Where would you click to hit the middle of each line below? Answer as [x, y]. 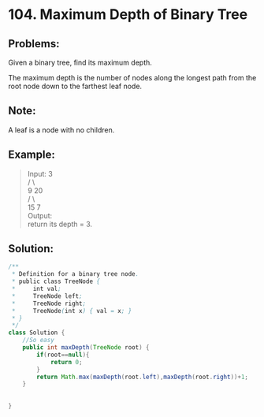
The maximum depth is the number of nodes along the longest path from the [132, 78]
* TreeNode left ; [47, 296]
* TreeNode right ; [49, 303]
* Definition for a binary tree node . [75, 274]
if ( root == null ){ [63, 355]
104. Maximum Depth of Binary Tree [128, 15]
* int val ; [36, 289]
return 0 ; [66, 362]
